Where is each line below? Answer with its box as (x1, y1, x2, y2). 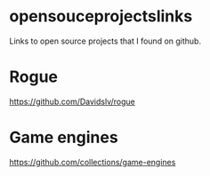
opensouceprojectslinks (9, 6, 193, 27)
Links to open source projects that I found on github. (9, 36, 202, 46)
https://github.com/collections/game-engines (9, 156, 176, 167)
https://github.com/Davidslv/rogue (9, 96, 135, 107)
